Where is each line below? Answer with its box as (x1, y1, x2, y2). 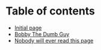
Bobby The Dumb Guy (14, 30, 70, 37)
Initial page (14, 24, 42, 31)
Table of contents (5, 4, 96, 18)
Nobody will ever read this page (14, 37, 94, 44)
